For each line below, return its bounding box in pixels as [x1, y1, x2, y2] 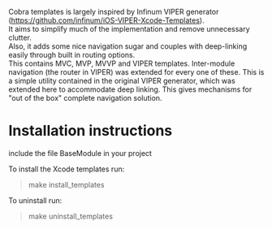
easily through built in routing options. [8, 50, 136, 59]
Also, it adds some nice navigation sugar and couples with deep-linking [8, 41, 248, 51]
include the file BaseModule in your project [8, 148, 153, 158]
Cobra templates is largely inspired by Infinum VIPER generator [8, 7, 219, 16]
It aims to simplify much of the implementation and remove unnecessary [8, 24, 250, 33]
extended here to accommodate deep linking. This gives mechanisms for [8, 84, 253, 94]
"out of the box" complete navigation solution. [8, 93, 162, 102]
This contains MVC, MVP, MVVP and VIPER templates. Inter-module [8, 58, 235, 68]
